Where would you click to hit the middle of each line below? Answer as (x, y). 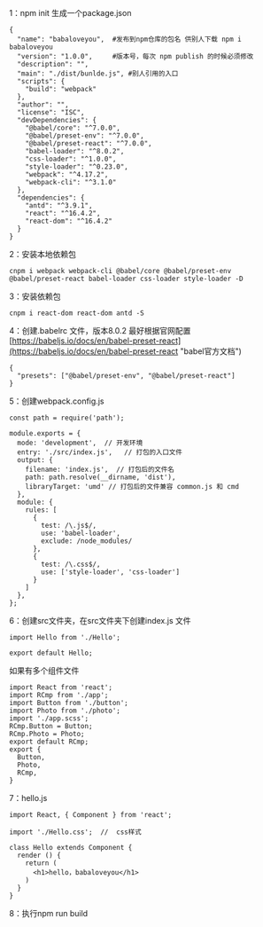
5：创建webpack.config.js (57, 401)
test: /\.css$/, (71, 564)
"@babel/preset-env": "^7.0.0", (85, 136)
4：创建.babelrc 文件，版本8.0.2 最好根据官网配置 (100, 330)
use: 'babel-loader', (81, 533)
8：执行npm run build (49, 913)
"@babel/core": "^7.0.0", (73, 128)
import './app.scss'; (49, 719)
